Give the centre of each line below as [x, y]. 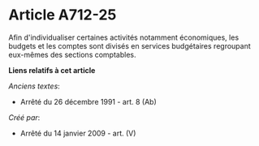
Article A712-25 [63, 15]
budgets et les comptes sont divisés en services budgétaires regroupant [130, 45]
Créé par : [24, 117]
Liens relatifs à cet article [52, 70]
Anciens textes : [35, 86]
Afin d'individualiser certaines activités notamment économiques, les [124, 37]
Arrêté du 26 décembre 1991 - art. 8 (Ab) [88, 101]
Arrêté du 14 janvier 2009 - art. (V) [78, 133]
